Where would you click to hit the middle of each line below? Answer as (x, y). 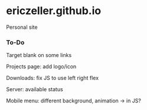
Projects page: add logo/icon (41, 66)
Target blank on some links (39, 55)
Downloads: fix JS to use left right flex (53, 78)
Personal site (22, 27)
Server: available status (35, 89)
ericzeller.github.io (54, 11)
